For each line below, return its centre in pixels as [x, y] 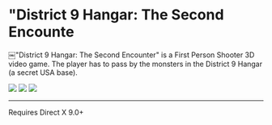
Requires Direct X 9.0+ [46, 112]
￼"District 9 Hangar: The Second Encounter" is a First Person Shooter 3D [132, 55]
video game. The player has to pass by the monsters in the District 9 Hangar [136, 64]
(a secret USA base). [43, 72]
